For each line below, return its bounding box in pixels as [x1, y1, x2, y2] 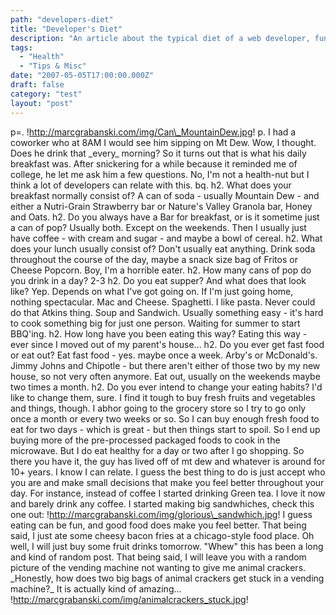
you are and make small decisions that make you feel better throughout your [10, 476, 325, 488]
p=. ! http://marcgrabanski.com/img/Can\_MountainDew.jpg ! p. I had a [10, 126, 297, 138]
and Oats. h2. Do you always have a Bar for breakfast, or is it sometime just [10, 211, 320, 223]
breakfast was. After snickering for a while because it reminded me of [10, 157, 298, 170]
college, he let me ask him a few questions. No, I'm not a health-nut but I [10, 168, 310, 180]
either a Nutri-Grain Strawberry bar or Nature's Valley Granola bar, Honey [10, 200, 313, 212]
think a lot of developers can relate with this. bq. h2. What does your [10, 179, 292, 191]
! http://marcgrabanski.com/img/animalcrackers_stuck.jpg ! [10, 593, 249, 605]
